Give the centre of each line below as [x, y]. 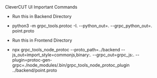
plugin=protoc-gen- [32, 60]
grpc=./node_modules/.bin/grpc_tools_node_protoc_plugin [71, 65]
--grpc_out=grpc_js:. [113, 55]
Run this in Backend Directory [42, 16]
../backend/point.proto [35, 70]
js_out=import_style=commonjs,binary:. [52, 55]
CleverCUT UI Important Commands [41, 7]
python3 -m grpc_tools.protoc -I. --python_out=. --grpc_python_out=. [82, 26]
